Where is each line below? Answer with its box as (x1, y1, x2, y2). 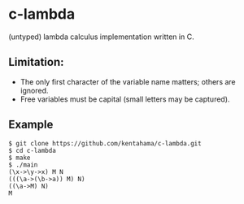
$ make (8, 154, 31, 162)
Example (8, 118, 54, 132)
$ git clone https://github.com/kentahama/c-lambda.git (8, 139, 202, 147)
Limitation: (8, 55, 64, 69)
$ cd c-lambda (8, 146, 57, 154)
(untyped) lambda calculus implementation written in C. (8, 32, 194, 41)
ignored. (20, 85, 49, 95)
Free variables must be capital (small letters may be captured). (20, 94, 230, 104)
